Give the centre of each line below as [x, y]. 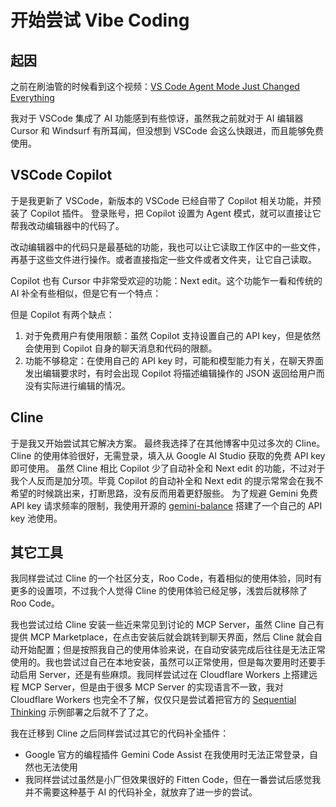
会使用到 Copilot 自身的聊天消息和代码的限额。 [121, 348]
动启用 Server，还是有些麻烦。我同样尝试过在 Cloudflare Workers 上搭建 [160, 675]
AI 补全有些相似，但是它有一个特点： [86, 293]
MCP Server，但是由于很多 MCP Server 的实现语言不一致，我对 [152, 687]
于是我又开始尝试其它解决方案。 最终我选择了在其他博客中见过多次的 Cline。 [168, 443]
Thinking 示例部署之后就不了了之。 [82, 712]
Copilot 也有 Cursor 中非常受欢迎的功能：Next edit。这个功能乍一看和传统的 [166, 280]
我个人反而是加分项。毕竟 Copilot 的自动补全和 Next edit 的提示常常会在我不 [167, 480]
